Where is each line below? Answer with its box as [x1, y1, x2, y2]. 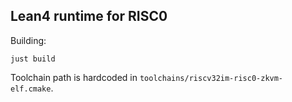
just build [10, 54, 56, 64]
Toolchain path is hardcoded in [10, 71, 138, 83]
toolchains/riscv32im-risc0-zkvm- [139, 73, 284, 83]
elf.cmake [10, 84, 52, 94]
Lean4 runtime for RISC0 [10, 8, 168, 25]
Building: [10, 34, 47, 46]
